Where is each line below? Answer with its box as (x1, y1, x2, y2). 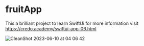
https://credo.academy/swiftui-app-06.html (5, 25, 97, 31)
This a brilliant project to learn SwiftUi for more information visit (5, 20, 139, 26)
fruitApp (5, 4, 42, 15)
